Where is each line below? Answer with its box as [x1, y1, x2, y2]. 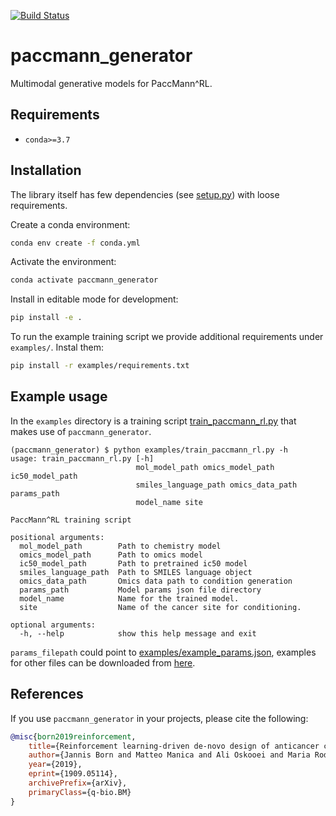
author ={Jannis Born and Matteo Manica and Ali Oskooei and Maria [28, 750, 311, 760]
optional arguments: [10, 620, 97, 630]
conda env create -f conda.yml [10, 238, 141, 248]
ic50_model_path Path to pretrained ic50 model [19, 558, 248, 569]
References [10, 686, 84, 703]
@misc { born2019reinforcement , [10, 731, 137, 742]
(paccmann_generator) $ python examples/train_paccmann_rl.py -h [10, 445, 288, 455]
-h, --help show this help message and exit [19, 628, 257, 639]
